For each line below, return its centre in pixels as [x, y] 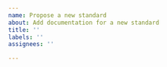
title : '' [24, 30]
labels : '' [26, 37]
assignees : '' [31, 44]
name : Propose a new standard [58, 15]
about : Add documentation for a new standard [83, 23]
